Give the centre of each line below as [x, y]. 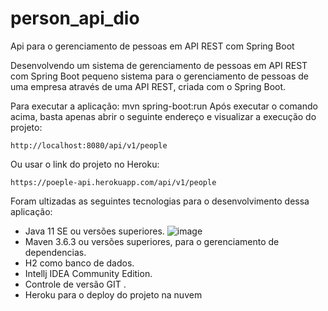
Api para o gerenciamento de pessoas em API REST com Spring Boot [152, 46]
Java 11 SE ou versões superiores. [94, 231]
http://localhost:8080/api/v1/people [89, 145]
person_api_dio [75, 18]
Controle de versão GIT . [75, 284]
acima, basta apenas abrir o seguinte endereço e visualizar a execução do [163, 116]
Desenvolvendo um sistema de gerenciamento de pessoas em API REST [159, 65]
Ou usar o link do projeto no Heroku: [85, 164]
